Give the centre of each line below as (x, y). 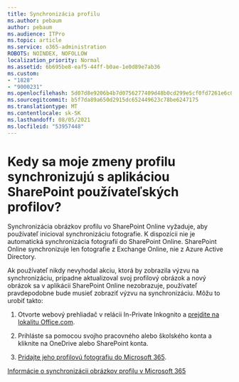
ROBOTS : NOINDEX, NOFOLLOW (47, 54)
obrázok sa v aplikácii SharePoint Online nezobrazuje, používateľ (102, 286)
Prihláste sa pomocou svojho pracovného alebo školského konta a (115, 336)
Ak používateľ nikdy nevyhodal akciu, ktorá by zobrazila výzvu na (103, 270)
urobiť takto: (25, 301)
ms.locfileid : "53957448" (46, 126)
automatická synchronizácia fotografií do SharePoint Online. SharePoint (112, 242)
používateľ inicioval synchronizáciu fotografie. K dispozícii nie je (101, 234)
